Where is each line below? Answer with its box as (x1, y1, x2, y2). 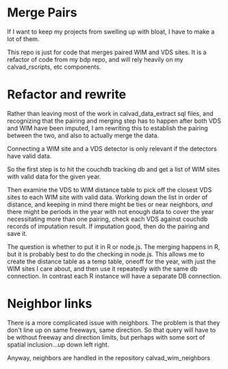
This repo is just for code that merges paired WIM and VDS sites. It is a (7, 48, 207, 56)
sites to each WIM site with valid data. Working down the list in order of (7, 193, 208, 201)
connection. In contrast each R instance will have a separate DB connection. (7, 272, 222, 280)
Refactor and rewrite (7, 87, 127, 102)
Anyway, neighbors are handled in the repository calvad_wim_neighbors (7, 353, 211, 361)
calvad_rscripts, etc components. (7, 62, 101, 71)
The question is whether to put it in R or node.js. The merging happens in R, (7, 242, 220, 251)
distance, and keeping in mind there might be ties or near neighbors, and (7, 200, 213, 209)
